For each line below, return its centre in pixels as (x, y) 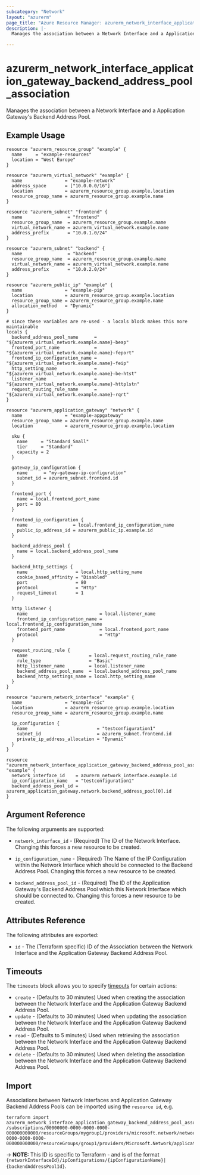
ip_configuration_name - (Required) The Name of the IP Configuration (100, 858)
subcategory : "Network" (36, 12)
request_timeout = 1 (50, 593)
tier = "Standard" (45, 447)
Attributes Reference (46, 921)
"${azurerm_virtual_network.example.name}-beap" (68, 342)
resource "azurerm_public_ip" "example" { (60, 285)
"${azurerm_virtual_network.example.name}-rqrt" (68, 394)
